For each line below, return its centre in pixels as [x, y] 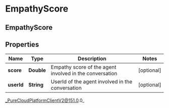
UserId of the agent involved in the [92, 82]
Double [37, 70]
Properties [22, 44]
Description [92, 59]
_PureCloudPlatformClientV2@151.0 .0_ [45, 100]
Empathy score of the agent [84, 67]
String [36, 85]
